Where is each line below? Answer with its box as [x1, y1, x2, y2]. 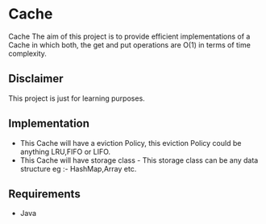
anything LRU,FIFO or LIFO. [19, 147, 111, 156]
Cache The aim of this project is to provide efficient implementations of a [8, 31, 251, 41]
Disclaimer [8, 72, 64, 85]
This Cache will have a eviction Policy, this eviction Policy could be [19, 138, 242, 147]
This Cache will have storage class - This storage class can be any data [19, 155, 259, 165]
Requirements [8, 187, 81, 201]
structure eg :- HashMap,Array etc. [19, 164, 137, 173]
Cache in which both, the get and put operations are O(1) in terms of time [8, 39, 251, 49]
